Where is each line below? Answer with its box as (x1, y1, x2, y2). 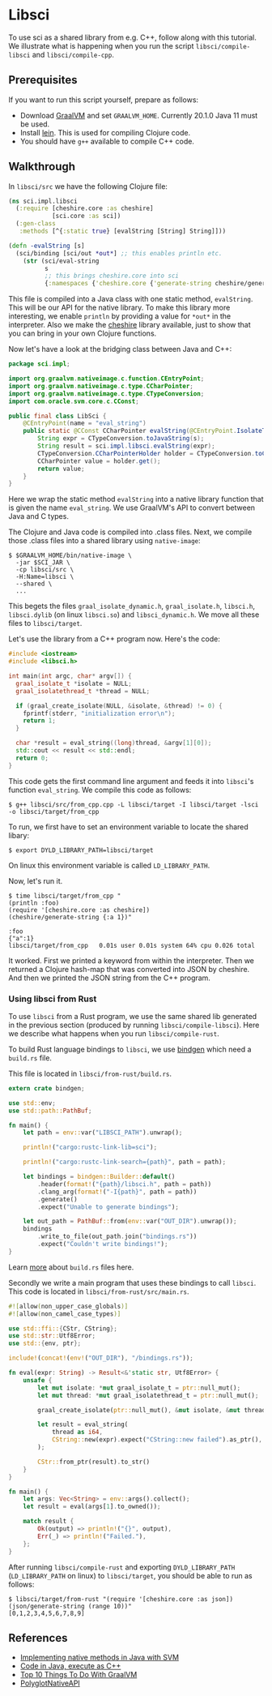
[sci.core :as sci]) (51, 212, 121, 221)
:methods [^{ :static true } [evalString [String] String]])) (19, 227, 227, 236)
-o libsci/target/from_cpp (8, 807, 100, 816)
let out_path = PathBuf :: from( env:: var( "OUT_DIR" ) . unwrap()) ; (23, 1218, 237, 1226)
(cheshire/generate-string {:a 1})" (8, 913, 132, 921)
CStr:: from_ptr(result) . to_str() (37, 1458, 151, 1466)
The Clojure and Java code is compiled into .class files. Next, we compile (8, 527, 253, 537)
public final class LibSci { (8, 412, 107, 420)
